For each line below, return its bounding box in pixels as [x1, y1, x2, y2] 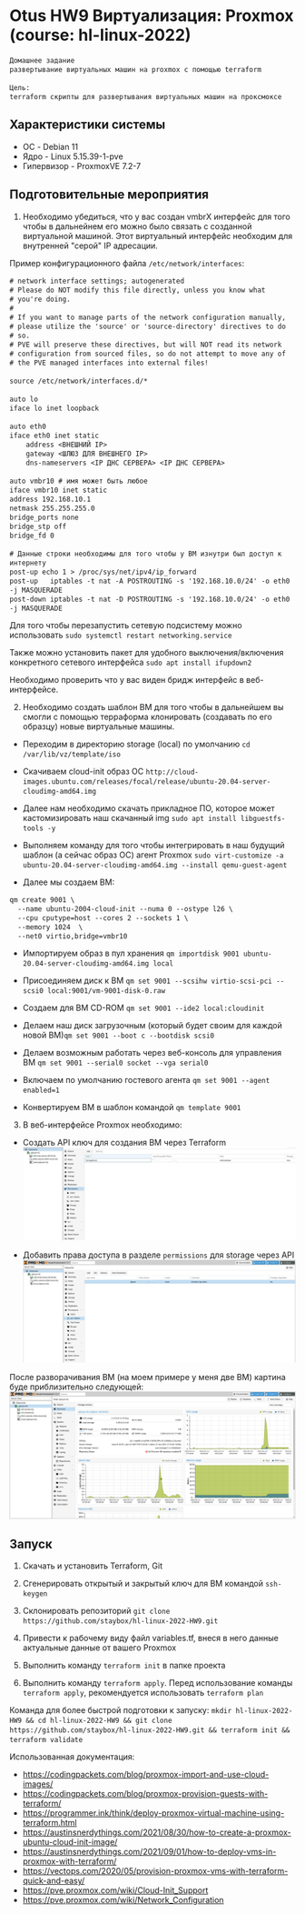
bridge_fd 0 [9, 531, 54, 540]
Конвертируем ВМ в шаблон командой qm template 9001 [22, 1101, 241, 1112]
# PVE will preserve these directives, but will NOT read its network [9, 340, 282, 349]
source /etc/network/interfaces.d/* [9, 376, 148, 386]
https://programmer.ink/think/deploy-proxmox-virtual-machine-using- [22, 1808, 285, 1819]
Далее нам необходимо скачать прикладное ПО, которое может [22, 802, 275, 814]
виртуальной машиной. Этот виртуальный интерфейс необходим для [22, 230, 293, 241]
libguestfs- [240, 814, 286, 823]
